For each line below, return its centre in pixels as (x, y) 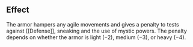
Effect (18, 10)
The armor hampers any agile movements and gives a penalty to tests (93, 24)
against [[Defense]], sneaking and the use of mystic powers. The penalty (97, 31)
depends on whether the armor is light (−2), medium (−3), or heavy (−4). (96, 37)
